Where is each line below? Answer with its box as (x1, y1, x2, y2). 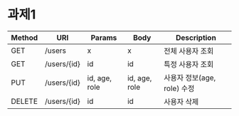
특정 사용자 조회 (163, 59, 214, 69)
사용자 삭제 (163, 97, 199, 107)
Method (11, 33, 38, 43)
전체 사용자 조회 (163, 46, 214, 56)
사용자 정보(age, (163, 73, 216, 83)
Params (90, 33, 117, 43)
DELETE (11, 96, 38, 106)
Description (175, 33, 217, 43)
